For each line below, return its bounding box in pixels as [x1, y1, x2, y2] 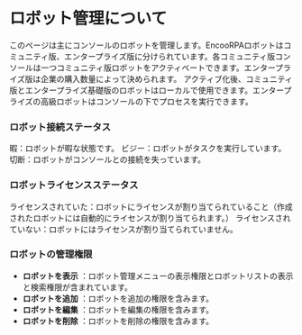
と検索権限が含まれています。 [22, 281, 133, 293]
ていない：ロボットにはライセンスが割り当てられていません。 [9, 223, 238, 234]
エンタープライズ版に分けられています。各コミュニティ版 [64, 50, 276, 61]
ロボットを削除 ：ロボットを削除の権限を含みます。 [22, 315, 215, 326]
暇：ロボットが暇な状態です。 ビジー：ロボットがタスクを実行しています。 [9, 143, 287, 154]
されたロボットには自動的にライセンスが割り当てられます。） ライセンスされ [9, 213, 291, 223]
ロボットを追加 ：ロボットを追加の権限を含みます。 [22, 293, 215, 303]
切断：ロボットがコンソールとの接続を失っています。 [9, 154, 206, 165]
